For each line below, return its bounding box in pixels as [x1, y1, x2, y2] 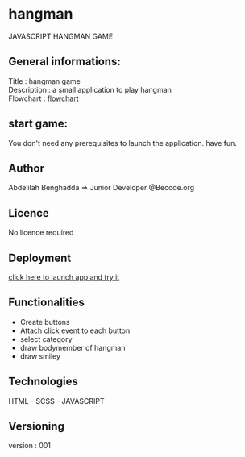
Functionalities [8, 296, 85, 310]
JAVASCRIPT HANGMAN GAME [8, 31, 114, 41]
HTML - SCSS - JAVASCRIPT [8, 396, 105, 405]
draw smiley [19, 351, 61, 361]
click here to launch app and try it [8, 272, 120, 282]
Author [8, 161, 44, 175]
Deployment [8, 251, 72, 264]
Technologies [8, 375, 79, 388]
